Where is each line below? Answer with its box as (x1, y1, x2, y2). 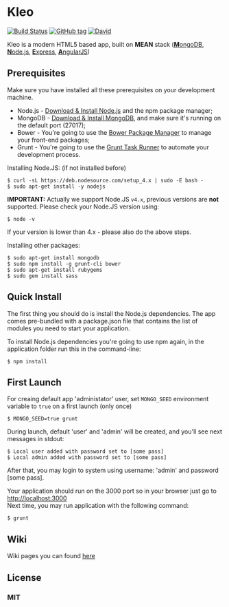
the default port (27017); (16, 121, 86, 129)
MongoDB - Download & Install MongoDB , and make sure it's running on (16, 114, 221, 122)
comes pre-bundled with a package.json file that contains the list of (7, 317, 198, 325)
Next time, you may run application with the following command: (7, 502, 189, 510)
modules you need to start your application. (7, 324, 130, 332)
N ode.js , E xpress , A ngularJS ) (7, 47, 91, 56)
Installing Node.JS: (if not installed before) (7, 163, 127, 172)
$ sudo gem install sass (7, 273, 78, 279)
